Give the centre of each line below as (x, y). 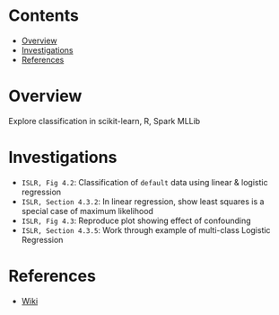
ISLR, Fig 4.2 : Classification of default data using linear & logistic (144, 182)
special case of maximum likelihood (87, 211)
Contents (44, 16)
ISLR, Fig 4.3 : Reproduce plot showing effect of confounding (136, 220)
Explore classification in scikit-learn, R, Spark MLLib (105, 121)
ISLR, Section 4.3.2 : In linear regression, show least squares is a (143, 201)
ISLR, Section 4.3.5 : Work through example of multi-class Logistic (146, 229)
